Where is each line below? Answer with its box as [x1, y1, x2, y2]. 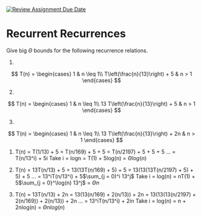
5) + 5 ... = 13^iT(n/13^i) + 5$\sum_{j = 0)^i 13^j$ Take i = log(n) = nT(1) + [15, 172, 195, 180]
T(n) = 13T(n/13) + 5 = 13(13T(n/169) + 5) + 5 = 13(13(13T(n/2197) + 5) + [15, 166, 194, 173]
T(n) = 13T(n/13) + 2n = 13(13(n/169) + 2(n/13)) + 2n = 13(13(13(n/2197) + [15, 190, 197, 198]
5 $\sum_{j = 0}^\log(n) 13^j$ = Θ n [15, 179, 100, 186]
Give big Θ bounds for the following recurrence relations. [6, 47, 148, 54]
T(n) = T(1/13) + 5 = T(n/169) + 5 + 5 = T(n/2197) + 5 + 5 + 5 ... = [15, 148, 176, 155]
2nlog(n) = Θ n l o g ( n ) [15, 203, 65, 211]
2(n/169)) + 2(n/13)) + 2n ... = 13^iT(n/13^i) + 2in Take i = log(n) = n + [15, 197, 186, 204]
